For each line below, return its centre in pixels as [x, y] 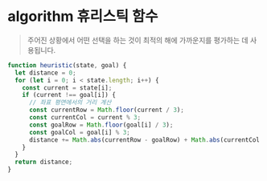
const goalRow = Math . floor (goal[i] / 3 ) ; [101, 125]
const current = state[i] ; [67, 88]
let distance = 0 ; [46, 73]
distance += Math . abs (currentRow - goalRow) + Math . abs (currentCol [144, 140]
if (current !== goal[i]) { [69, 95]
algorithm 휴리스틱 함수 [83, 16]
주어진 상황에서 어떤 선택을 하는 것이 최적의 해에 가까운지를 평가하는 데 [138, 40]
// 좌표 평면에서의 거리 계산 [70, 103]
